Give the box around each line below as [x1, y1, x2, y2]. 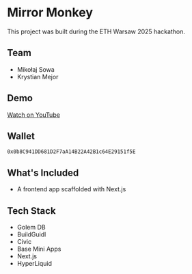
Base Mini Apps [16, 245, 61, 253]
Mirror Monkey [7, 5, 94, 20]
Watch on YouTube [7, 111, 60, 119]
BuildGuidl [16, 230, 46, 238]
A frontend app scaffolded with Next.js [16, 185, 126, 193]
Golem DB [16, 223, 46, 231]
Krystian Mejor [16, 72, 59, 81]
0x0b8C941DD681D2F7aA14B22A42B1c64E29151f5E [7, 148, 136, 155]
